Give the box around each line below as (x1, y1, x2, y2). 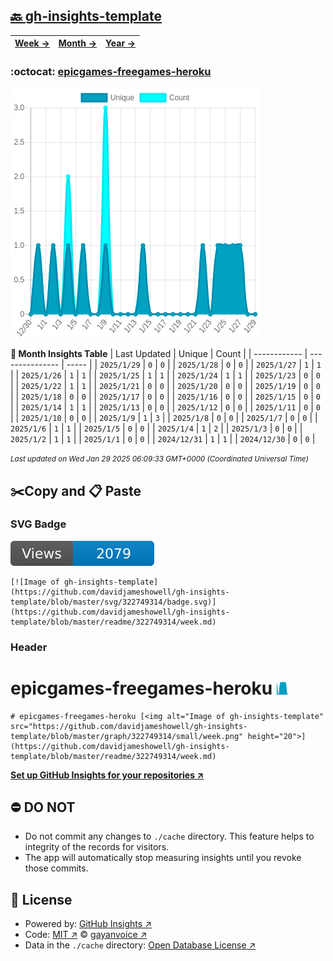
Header (10, 640, 48, 654)
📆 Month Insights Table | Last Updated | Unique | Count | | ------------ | (10, 348, 308, 360)
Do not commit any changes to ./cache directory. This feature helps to (24, 830, 315, 843)
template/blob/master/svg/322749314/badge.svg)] (10, 597, 217, 607)
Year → (105, 37, 137, 49)
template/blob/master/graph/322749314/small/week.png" (10, 731, 244, 741)
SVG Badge (10, 517, 67, 531)
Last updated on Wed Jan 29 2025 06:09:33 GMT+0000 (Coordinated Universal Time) (10, 454, 309, 464)
